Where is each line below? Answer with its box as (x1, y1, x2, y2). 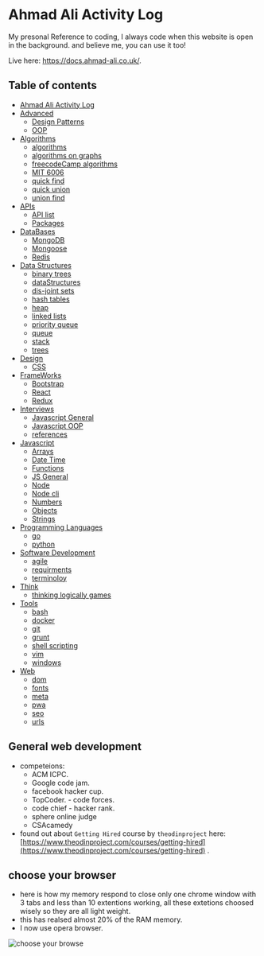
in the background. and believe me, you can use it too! (8, 40, 187, 49)
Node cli (31, 488, 60, 498)
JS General (31, 472, 69, 481)
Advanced (19, 108, 54, 118)
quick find (31, 176, 65, 185)
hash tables (31, 294, 70, 304)
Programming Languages (19, 523, 103, 532)
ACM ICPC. (31, 769, 69, 779)
